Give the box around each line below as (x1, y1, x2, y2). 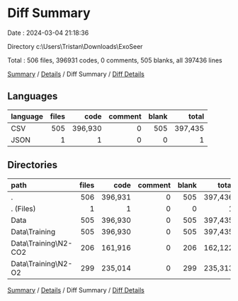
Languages (7, 90, 58, 102)
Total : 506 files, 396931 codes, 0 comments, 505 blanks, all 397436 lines (7, 55, 222, 65)
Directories (7, 159, 58, 171)
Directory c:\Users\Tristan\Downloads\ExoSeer (7, 42, 143, 50)
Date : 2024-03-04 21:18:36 (7, 28, 89, 37)
